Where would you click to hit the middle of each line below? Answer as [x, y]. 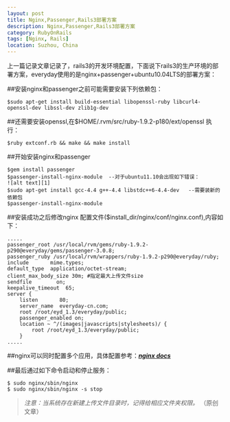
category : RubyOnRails [39, 33]
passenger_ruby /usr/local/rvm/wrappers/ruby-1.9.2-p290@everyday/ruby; [113, 257]
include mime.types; [46, 263]
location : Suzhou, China [43, 45]
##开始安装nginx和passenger [49, 156]
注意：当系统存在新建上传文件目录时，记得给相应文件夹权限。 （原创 [121, 403]
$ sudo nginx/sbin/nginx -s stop [55, 389]
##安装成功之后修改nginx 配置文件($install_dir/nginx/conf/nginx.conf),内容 [112, 217]
